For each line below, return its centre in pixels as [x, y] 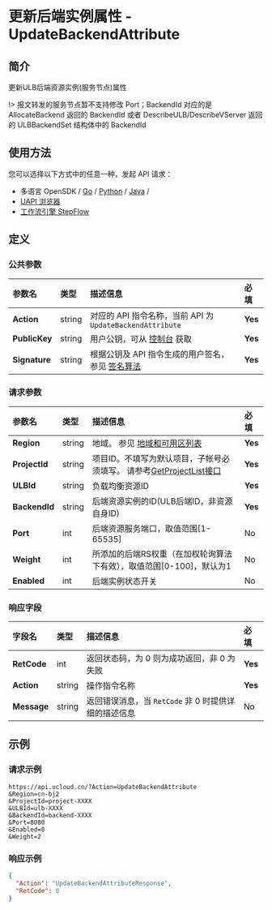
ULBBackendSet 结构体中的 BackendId [82, 125]
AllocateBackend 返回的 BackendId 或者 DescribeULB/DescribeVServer [127, 115]
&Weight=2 [25, 836]
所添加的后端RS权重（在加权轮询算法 [162, 554]
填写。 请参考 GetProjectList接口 [160, 470]
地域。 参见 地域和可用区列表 [147, 443]
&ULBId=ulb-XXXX [36, 808]
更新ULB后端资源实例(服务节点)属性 [68, 87]
